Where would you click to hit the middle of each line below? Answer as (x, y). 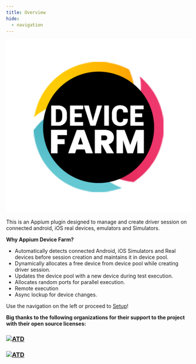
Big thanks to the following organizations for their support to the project (95, 317)
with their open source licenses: (46, 323)
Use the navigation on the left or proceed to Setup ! (67, 306)
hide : (13, 19)
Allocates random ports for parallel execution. (70, 282)
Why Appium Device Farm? (40, 239)
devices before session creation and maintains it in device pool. (92, 257)
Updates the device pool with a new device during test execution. (94, 276)
